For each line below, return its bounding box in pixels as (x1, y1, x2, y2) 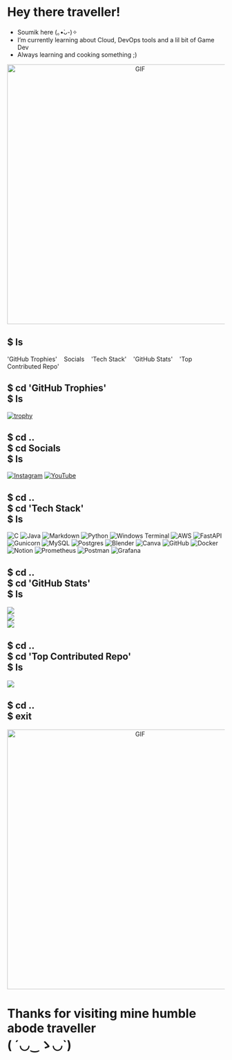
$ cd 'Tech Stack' (7, 502, 84, 514)
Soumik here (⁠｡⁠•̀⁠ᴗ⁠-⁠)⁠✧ (17, 28, 78, 36)
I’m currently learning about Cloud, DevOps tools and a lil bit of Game (17, 35, 215, 44)
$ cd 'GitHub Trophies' (7, 382, 107, 394)
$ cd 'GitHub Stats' (7, 577, 91, 589)
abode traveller (7, 1020, 97, 1036)
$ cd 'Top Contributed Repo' (7, 651, 131, 662)
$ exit (7, 711, 32, 723)
